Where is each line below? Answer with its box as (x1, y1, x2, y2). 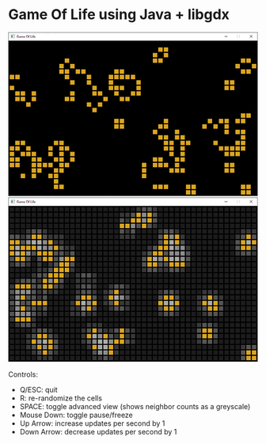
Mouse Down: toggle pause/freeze (19, 410, 133, 420)
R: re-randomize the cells (19, 393, 103, 403)
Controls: (8, 370, 38, 379)
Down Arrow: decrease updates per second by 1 (19, 427, 177, 437)
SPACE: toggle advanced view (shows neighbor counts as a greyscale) (19, 402, 251, 412)
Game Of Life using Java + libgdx (8, 6, 230, 24)
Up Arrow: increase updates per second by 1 (19, 419, 165, 428)
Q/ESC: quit (19, 385, 58, 395)
